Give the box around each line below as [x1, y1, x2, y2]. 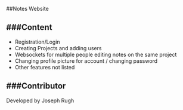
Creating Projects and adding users [14, 44, 103, 51]
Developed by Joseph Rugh [6, 97, 75, 104]
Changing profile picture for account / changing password [14, 57, 158, 65]
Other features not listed [14, 63, 75, 71]
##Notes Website [6, 5, 49, 12]
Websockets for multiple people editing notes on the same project [14, 51, 177, 58]
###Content [6, 22, 52, 32]
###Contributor [6, 81, 66, 91]
